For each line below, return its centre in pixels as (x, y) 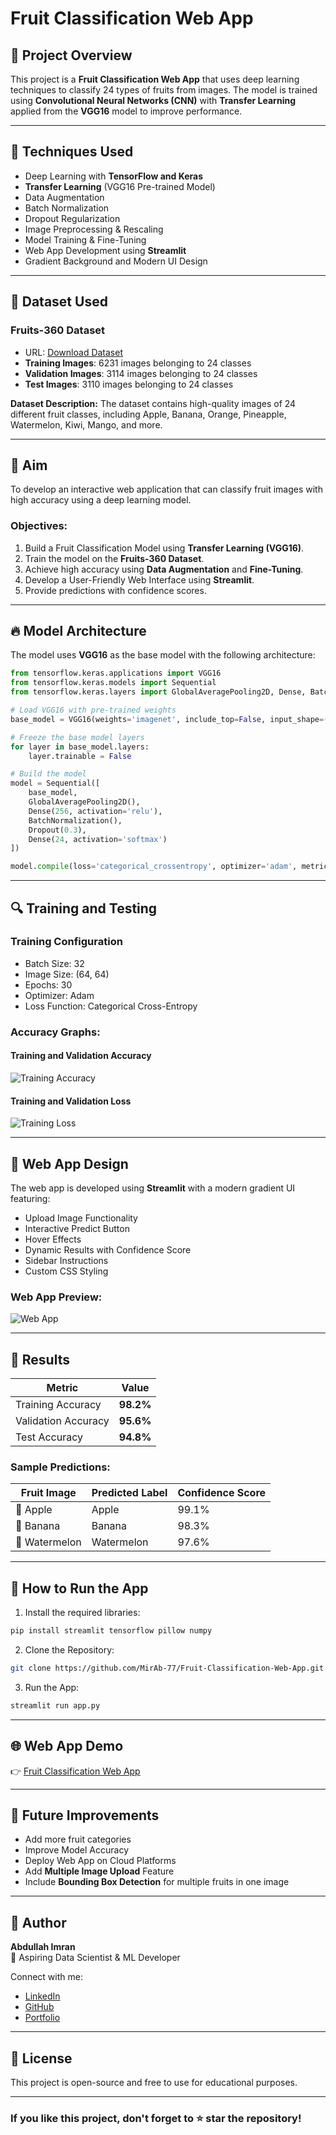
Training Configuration (66, 942)
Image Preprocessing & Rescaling (94, 229)
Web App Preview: (56, 1297)
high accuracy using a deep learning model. (101, 500)
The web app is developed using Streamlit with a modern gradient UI (153, 1188)
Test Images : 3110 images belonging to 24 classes (129, 384)
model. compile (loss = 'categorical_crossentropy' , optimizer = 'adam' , (154, 867)
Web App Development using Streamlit (105, 250)
